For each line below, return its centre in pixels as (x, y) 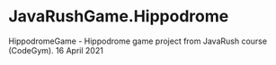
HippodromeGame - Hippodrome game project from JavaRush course (138, 41)
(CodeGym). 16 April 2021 (56, 50)
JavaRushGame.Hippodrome (119, 16)
